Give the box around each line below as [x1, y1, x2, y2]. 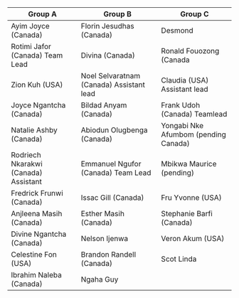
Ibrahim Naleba [11, 270, 62, 280]
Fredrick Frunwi [11, 188, 64, 198]
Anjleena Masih [11, 209, 63, 218]
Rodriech [11, 150, 41, 159]
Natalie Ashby [11, 125, 58, 134]
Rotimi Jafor [11, 42, 52, 51]
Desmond [161, 26, 193, 35]
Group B [102, 9, 132, 18]
